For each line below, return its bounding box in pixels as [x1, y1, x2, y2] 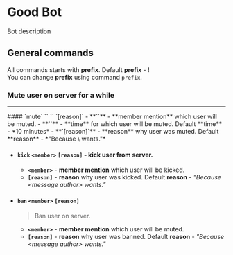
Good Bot [7, 4, 62, 20]
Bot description [7, 27, 51, 35]
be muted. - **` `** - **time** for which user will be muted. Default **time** [7, 120, 223, 128]
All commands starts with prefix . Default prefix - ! [7, 65, 150, 73]
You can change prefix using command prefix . [7, 73, 142, 81]
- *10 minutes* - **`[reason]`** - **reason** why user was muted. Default [7, 127, 219, 136]
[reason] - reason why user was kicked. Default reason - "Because [27, 173, 222, 182]
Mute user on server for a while [7, 90, 115, 100]
